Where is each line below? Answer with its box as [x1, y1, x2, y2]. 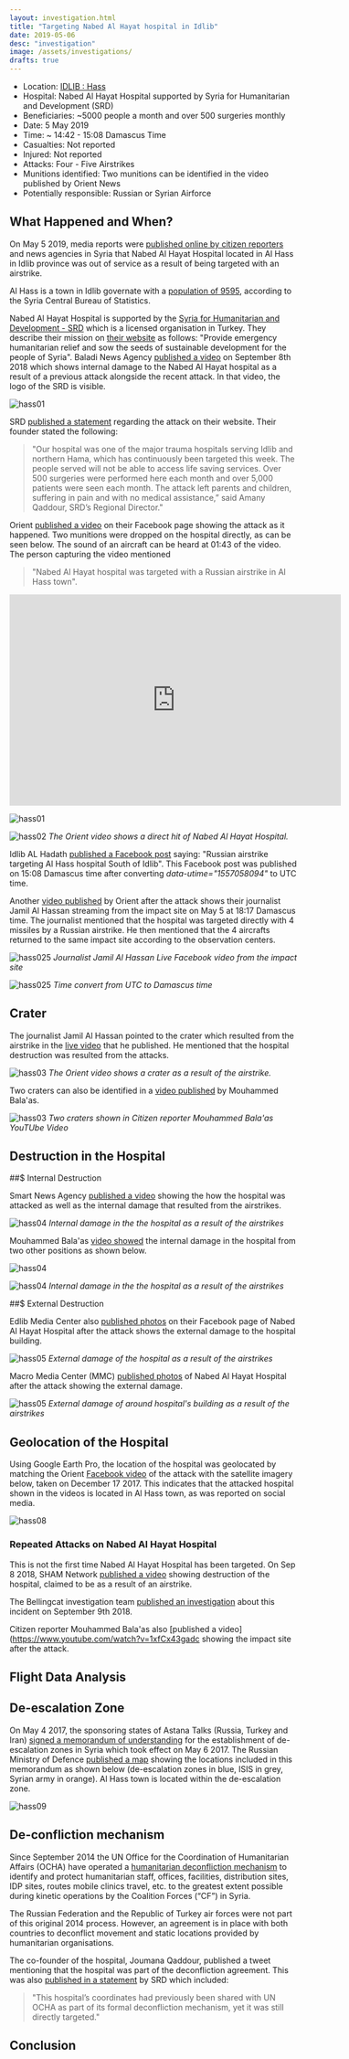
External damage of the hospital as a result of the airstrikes [48, 1353, 273, 1364]
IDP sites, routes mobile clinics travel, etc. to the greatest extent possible [9, 1880, 283, 1892]
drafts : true [9, 56, 59, 65]
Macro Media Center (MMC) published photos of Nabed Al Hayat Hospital [9, 1371, 288, 1382]
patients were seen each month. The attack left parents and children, [31, 482, 292, 494]
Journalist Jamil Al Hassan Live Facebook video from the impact [53, 951, 298, 962]
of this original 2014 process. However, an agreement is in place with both [9, 1917, 289, 1928]
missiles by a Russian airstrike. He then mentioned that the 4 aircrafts [9, 924, 270, 935]
